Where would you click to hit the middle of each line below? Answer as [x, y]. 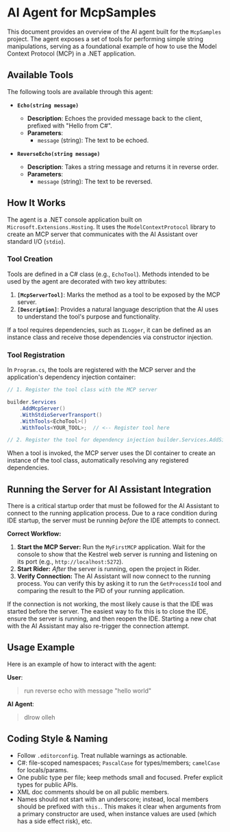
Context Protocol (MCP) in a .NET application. [72, 54]
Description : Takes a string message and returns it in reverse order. [123, 167]
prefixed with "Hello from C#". [70, 126]
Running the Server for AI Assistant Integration [109, 489]
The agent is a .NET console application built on [75, 219]
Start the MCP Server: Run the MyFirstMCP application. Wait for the [111, 547]
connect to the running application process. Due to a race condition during [112, 513]
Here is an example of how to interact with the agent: [82, 664]
